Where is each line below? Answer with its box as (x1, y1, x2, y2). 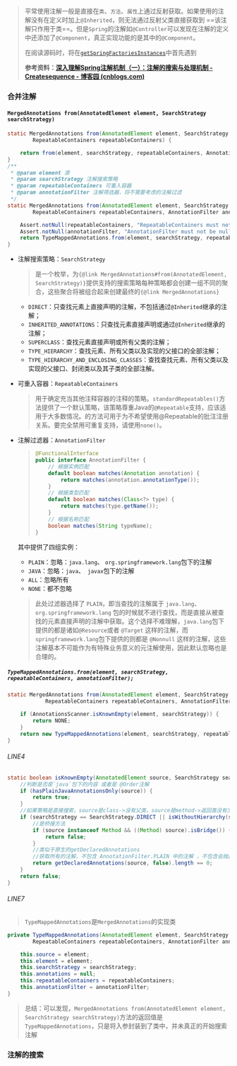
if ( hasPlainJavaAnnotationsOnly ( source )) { (20, 787, 153, 795)
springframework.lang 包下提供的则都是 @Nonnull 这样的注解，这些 (35, 634, 226, 643)
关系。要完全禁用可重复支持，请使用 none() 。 (35, 421, 166, 430)
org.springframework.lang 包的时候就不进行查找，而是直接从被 (35, 608, 219, 616)
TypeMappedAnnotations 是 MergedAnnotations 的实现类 (24, 917, 176, 925)
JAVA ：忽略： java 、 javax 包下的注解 (28, 566, 135, 575)
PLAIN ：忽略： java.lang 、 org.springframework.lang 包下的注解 (28, 558, 212, 566)
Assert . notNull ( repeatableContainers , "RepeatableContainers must (20, 221, 219, 228)
